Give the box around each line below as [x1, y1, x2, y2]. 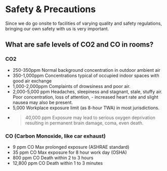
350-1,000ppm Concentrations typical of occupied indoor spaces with [12, 72, 159, 78]
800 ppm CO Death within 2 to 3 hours [12, 154, 94, 160]
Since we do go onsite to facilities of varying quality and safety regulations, [5, 20, 162, 26]
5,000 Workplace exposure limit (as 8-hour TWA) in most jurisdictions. [12, 105, 159, 111]
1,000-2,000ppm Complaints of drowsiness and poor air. [12, 83, 131, 89]
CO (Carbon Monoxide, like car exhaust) [5, 133, 106, 140]
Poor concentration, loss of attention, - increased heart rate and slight [12, 94, 158, 100]
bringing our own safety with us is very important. [5, 25, 109, 31]
